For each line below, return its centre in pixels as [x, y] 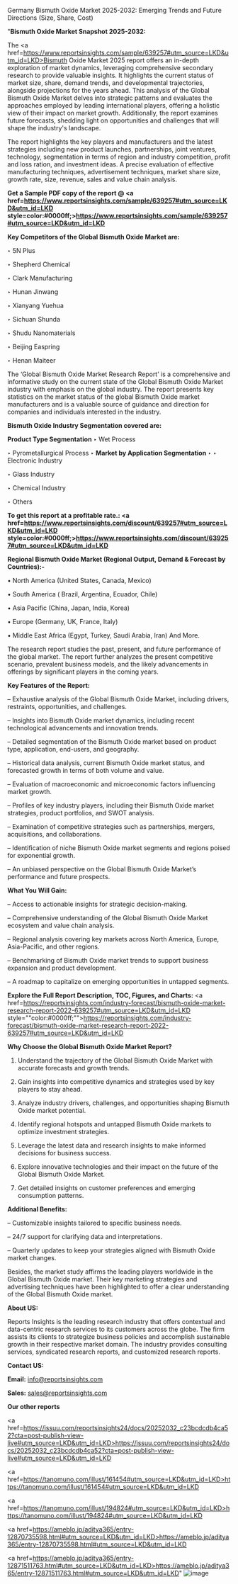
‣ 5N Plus [21, 250]
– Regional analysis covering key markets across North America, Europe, [113, 939]
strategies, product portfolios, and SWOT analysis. [81, 813]
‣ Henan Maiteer [32, 360]
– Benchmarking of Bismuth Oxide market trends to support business [108, 960]
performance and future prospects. [59, 877]
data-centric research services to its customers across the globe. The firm [116, 1329]
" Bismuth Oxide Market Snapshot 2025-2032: [77, 32]
